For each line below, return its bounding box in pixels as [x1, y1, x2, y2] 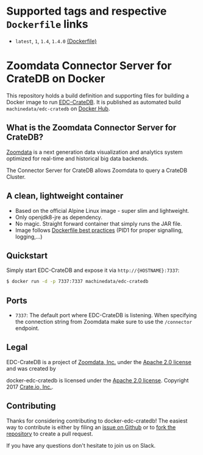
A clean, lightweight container [6, 191, 124, 201]
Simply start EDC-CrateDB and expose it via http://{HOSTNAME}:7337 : [6, 267, 180, 274]
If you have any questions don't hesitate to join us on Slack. [6, 442, 156, 449]
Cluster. [6, 173, 26, 181]
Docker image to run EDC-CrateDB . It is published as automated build [6, 98, 181, 106]
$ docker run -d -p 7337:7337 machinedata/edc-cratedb [6, 279, 149, 285]
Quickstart [6, 250, 48, 260]
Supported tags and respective [6, 4, 167, 18]
